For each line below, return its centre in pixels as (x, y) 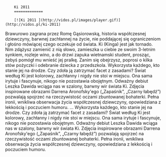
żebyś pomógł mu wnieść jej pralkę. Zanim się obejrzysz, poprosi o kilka (79, 60)
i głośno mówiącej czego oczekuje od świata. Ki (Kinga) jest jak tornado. (79, 44)
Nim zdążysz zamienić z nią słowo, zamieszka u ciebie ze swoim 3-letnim (80, 49)
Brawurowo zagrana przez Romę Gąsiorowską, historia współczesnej (76, 34)
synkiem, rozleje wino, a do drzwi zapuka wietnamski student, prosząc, (78, 55)
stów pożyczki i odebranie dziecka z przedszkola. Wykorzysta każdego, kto (83, 65)
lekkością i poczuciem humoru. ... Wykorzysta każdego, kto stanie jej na (79, 107)
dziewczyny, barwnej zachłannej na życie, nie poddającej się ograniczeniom (83, 39)
